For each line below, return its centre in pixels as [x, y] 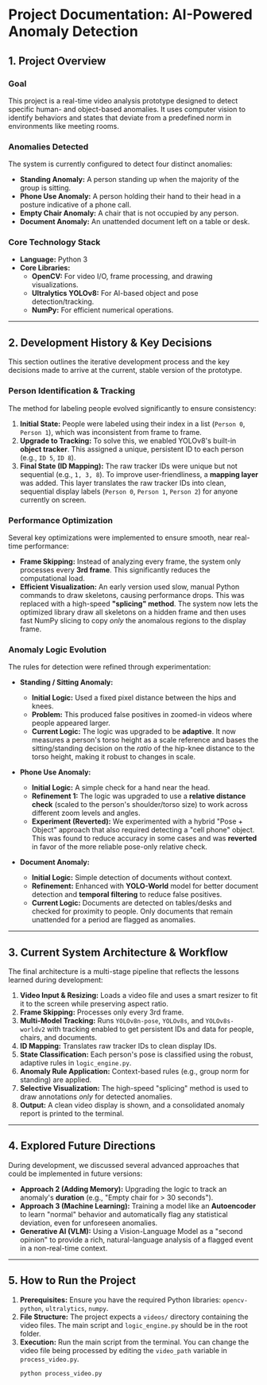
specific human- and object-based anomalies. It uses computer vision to [127, 109]
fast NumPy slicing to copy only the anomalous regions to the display [133, 620]
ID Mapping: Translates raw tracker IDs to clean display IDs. [118, 1046]
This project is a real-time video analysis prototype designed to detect [123, 100]
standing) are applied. [56, 1080]
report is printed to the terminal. [72, 1113]
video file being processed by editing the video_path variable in [124, 1350]
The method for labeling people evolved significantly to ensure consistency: [132, 408]
